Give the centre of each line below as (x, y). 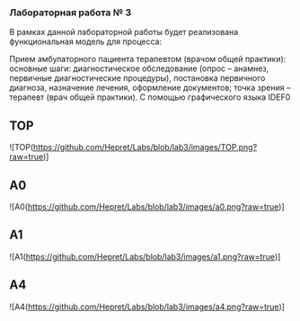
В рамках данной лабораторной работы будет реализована (124, 32)
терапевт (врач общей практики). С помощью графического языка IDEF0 (150, 97)
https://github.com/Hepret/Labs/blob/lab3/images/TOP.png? (145, 147)
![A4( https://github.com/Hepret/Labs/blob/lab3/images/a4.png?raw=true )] (147, 307)
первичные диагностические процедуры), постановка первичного (137, 78)
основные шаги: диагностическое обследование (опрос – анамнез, (139, 68)
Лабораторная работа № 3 (71, 13)
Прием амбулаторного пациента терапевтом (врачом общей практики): (148, 59)
